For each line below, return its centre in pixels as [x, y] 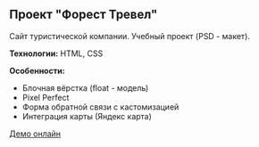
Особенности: [37, 70]
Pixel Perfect [46, 97]
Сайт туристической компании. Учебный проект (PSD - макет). [129, 36]
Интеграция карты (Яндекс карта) [87, 116]
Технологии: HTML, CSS [56, 53]
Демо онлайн [35, 134]
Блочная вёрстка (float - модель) [85, 87]
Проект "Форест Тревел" [84, 15]
